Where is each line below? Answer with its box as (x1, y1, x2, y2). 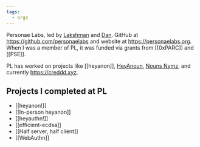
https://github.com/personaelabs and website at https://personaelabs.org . (6, 38, 192, 45)
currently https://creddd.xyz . (6, 68, 78, 76)
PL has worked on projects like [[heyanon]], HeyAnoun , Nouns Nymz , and (6, 62, 191, 70)
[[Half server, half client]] (15, 128, 78, 135)
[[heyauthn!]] (15, 115, 49, 122)
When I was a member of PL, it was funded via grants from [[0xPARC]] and (6, 44, 195, 51)
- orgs (12, 15, 29, 21)
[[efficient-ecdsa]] (15, 122, 61, 129)
